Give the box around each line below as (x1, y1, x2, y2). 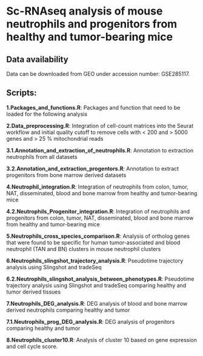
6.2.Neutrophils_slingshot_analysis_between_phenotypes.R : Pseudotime (6, 275, 195, 283)
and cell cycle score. (6, 343, 58, 350)
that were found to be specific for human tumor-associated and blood (6, 238, 181, 246)
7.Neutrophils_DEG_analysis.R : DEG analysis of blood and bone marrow (6, 300, 188, 307)
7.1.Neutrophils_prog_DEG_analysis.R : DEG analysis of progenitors (6, 318, 175, 325)
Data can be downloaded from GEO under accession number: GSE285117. (6, 70, 190, 77)
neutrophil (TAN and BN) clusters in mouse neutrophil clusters (6, 245, 161, 252)
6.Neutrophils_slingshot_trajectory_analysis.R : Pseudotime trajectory (6, 257, 184, 264)
